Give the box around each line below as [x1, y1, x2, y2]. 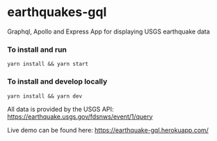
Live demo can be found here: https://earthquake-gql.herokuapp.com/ [7, 126, 209, 134]
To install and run [7, 45, 67, 54]
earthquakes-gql [7, 4, 107, 20]
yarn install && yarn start [7, 61, 89, 68]
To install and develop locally [7, 77, 108, 87]
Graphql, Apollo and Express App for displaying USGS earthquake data [7, 27, 210, 36]
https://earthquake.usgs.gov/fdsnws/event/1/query [7, 112, 153, 121]
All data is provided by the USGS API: [7, 105, 114, 113]
